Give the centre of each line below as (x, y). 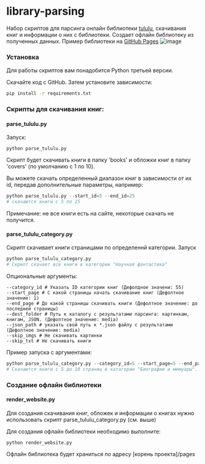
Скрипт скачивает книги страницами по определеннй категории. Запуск (101, 248)
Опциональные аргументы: (42, 276)
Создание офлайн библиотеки (54, 385)
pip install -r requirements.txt (49, 94)
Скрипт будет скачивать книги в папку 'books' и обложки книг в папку (99, 160)
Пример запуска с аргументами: (49, 352)
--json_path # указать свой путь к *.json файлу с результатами (90, 325)
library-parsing (45, 11)
